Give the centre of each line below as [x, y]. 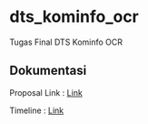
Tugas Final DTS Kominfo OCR [66, 42]
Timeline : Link [37, 110]
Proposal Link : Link [46, 92]
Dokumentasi [48, 71]
